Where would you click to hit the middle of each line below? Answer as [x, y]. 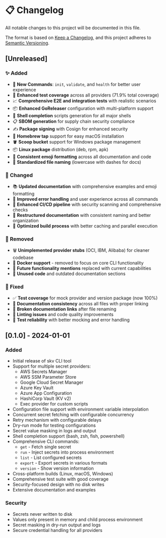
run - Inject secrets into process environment [67, 452]
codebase [23, 258]
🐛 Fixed [14, 287]
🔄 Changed [19, 175]
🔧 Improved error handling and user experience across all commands [85, 199]
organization [25, 220]
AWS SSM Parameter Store [48, 377]
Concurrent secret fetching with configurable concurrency [73, 415]
